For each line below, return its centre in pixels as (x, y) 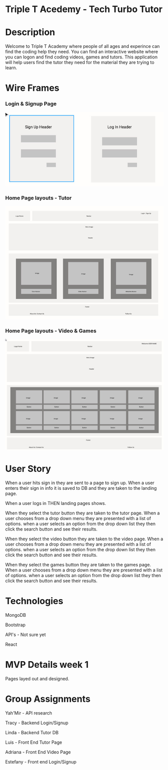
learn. (11, 68)
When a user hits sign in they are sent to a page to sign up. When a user (80, 483)
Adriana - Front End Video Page (38, 752)
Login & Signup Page (31, 104)
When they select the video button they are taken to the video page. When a (84, 539)
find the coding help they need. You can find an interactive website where (82, 52)
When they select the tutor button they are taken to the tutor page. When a (82, 513)
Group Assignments (48, 699)
